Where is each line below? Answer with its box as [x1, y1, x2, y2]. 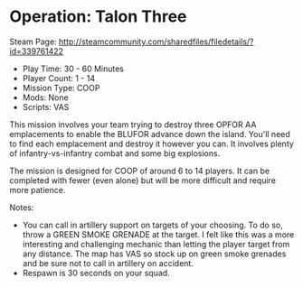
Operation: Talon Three [9, 6, 187, 27]
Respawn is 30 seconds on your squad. [22, 267, 170, 278]
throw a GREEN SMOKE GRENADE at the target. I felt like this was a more [22, 228, 295, 240]
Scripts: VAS [22, 101, 70, 112]
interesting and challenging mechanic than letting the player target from [22, 238, 290, 249]
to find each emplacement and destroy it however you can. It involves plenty [9, 138, 294, 149]
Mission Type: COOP [22, 82, 100, 93]
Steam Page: [9, 36, 57, 47]
